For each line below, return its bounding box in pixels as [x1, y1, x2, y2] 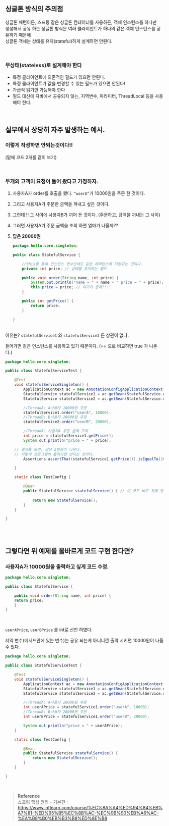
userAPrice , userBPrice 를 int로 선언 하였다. [5, 627, 93, 633]
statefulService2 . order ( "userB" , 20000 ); [23, 420, 112, 425]
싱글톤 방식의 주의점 [5, 5, 63, 14]
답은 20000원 [12, 233, 41, 239]
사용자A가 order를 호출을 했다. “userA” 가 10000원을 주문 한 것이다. [12, 190, 145, 196]
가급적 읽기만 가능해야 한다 [12, 87, 65, 93]
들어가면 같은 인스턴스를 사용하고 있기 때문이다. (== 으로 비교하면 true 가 [5, 343, 148, 349]
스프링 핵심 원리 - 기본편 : [17, 799, 68, 805]
